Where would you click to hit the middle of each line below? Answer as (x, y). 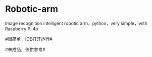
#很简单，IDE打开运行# (29, 39)
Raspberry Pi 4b (22, 28)
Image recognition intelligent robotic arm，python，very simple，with (76, 23)
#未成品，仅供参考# (25, 49)
